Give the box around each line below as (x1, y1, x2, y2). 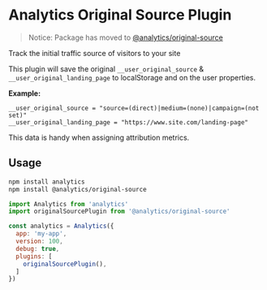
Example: (8, 88, 41, 98)
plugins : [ (15, 252, 53, 261)
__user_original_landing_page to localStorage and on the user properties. (8, 72, 256, 82)
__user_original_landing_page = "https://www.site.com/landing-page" (8, 118, 249, 127)
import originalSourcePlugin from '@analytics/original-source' (8, 207, 230, 216)
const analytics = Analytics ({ (8, 222, 114, 231)
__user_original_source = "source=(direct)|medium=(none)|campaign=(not (8, 104, 260, 112)
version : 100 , (15, 237, 63, 245)
